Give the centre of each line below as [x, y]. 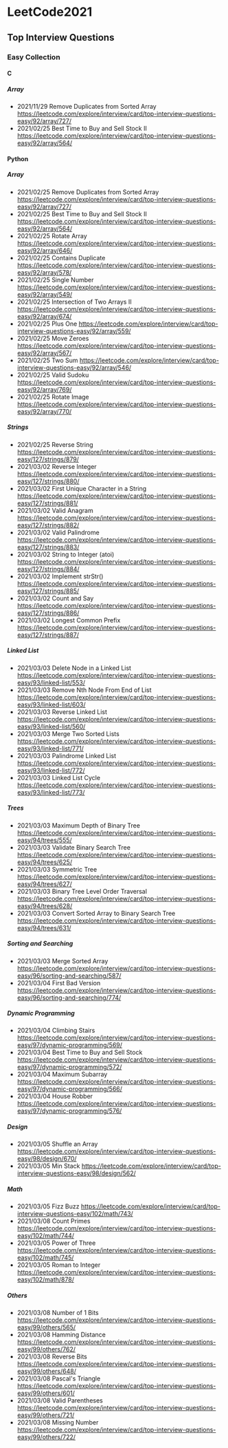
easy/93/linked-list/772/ [51, 770]
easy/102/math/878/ [45, 1280]
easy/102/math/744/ [45, 1236]
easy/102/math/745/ [45, 1258]
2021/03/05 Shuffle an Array [57, 1144]
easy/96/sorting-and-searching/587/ [69, 976]
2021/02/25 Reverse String [55, 444]
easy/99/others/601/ [46, 1393]
